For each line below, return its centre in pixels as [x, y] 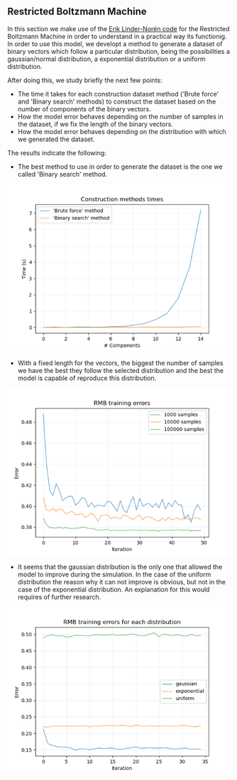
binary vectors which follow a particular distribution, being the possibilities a [119, 51]
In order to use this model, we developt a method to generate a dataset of [115, 44]
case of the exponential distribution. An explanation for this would [114, 589]
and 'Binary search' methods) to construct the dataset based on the [117, 101]
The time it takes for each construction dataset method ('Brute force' [118, 94]
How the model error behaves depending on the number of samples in [120, 116]
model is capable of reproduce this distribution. [87, 378]
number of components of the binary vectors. [84, 108]
